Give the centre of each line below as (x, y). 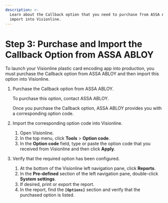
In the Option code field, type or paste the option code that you (85, 144)
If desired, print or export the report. (57, 184)
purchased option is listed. (47, 195)
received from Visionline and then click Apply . (67, 149)
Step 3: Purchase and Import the (74, 44)
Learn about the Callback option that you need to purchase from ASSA (85, 15)
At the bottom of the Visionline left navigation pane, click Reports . (88, 168)
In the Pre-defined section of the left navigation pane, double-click (89, 174)
